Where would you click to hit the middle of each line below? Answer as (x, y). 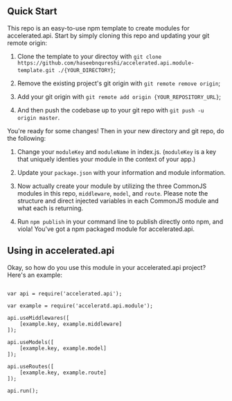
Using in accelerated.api (61, 251)
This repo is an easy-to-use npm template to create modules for (98, 28)
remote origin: (27, 43)
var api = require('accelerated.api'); (65, 293)
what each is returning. (50, 208)
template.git (36, 70)
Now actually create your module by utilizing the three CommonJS (112, 186)
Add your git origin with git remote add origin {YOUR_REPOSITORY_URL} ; (119, 96)
